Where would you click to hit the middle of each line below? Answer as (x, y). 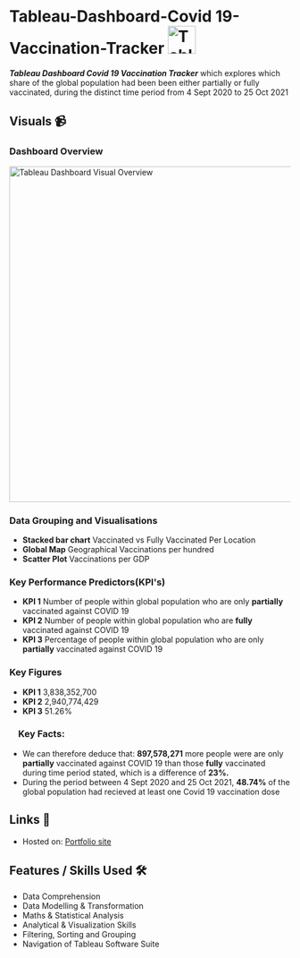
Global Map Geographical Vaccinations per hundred (118, 549)
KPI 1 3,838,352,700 (59, 692)
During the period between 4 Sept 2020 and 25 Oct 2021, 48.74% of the (156, 782)
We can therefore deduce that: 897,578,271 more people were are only (153, 753)
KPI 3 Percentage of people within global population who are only (143, 640)
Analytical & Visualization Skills (79, 925)
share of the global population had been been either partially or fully (135, 82)
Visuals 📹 (38, 121)
